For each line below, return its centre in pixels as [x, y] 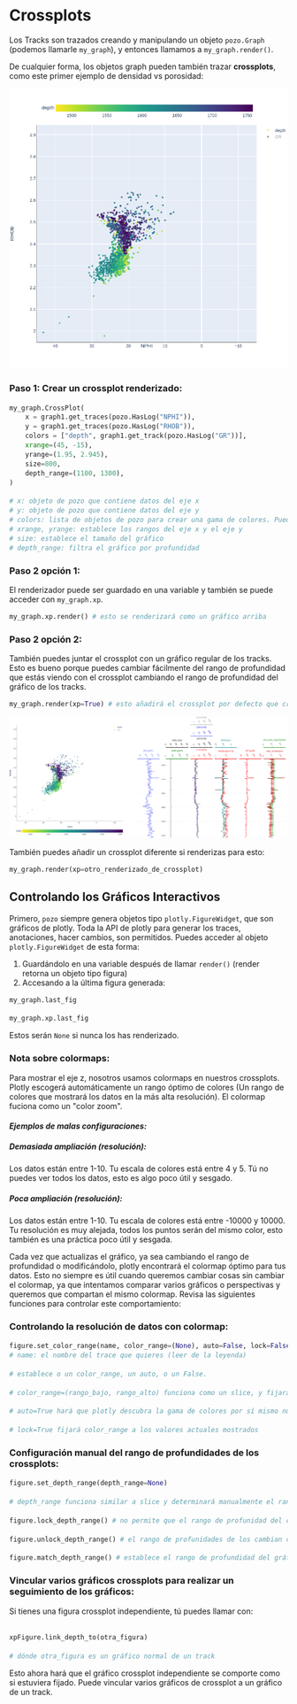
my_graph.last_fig [43, 1000]
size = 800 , [43, 464]
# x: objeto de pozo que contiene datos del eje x [104, 501]
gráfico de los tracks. [48, 687]
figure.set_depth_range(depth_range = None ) [88, 1484]
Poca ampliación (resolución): [66, 1198]
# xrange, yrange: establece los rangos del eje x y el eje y [126, 529]
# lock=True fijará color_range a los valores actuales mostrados [134, 1430]
